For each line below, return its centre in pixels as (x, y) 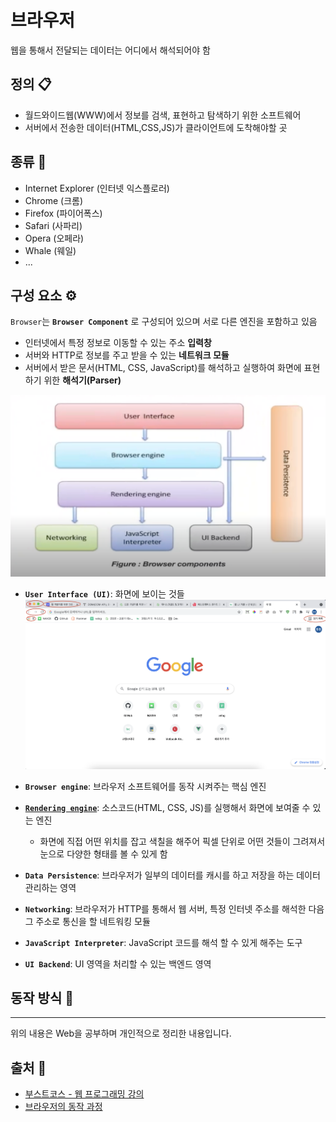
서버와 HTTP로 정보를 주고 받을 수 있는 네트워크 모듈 (127, 355)
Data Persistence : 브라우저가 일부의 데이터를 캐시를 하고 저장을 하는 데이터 (172, 875)
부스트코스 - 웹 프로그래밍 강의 (84, 1094)
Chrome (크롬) (54, 200)
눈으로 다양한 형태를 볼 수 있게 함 (103, 853)
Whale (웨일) (50, 250)
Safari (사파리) (53, 225)
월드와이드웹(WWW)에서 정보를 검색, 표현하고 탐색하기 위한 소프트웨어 (163, 115)
